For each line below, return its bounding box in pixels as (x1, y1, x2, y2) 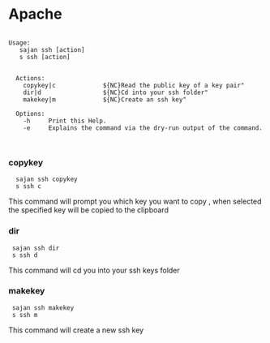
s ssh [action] (19, 53, 71, 61)
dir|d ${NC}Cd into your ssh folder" (23, 88, 208, 96)
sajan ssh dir (11, 244, 60, 252)
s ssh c (15, 182, 42, 191)
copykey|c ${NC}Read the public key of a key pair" (23, 81, 245, 89)
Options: (15, 109, 45, 118)
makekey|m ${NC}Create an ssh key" (23, 95, 186, 104)
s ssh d (11, 251, 38, 259)
